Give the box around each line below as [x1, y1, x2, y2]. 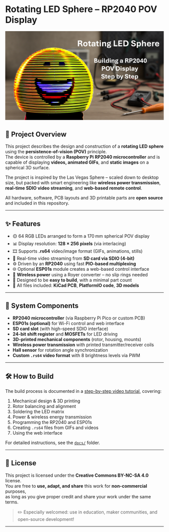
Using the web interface [12, 430, 63, 436]
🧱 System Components [5, 301, 79, 310]
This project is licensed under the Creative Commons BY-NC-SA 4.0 [5, 472, 149, 478]
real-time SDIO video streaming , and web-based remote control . [5, 185, 142, 191]
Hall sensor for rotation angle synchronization [12, 347, 108, 353]
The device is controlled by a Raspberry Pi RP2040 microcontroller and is [5, 154, 160, 160]
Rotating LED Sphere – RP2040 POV [5, 4, 157, 15]
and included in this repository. [5, 200, 69, 206]
